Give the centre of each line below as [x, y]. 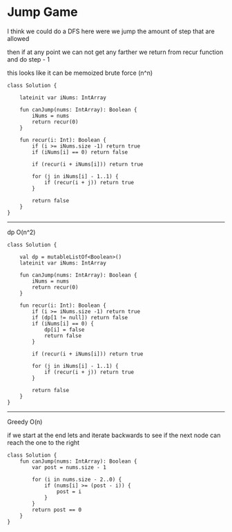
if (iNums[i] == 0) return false [80, 152]
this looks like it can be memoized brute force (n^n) [80, 73]
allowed [18, 38]
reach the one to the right [43, 442]
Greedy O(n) [25, 422]
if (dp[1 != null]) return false [80, 317]
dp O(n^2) [21, 232]
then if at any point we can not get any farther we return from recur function [115, 52]
